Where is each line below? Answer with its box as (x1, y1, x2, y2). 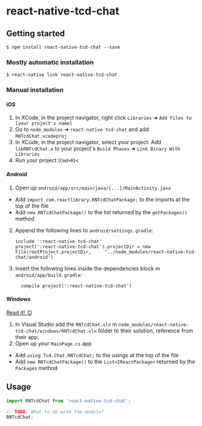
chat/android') (15, 254, 54, 260)
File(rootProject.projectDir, (15, 249, 92, 255)
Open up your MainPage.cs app (15, 340, 92, 347)
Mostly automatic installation (6, 58, 94, 66)
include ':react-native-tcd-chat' (15, 238, 102, 244)
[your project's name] (15, 121, 73, 127)
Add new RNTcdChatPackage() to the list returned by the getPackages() (15, 208, 188, 215)
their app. (15, 333, 39, 340)
